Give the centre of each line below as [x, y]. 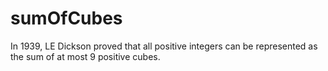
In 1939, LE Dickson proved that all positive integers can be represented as [164, 46]
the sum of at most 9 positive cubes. [85, 56]
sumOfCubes [66, 18]
